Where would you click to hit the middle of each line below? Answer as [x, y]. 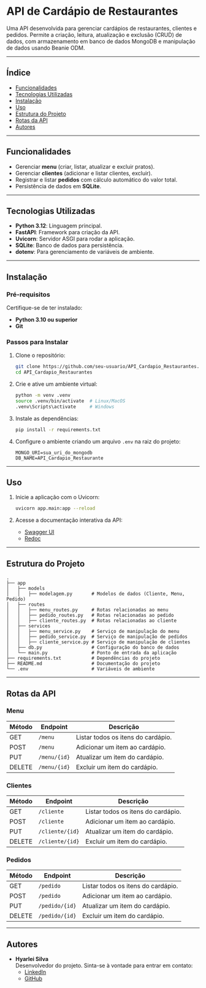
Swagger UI [39, 532]
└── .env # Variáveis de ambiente [81, 669]
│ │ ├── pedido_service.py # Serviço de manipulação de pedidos [97, 637]
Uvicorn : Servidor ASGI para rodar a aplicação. [75, 239]
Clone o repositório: [40, 355]
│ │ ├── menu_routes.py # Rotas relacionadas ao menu [87, 610]
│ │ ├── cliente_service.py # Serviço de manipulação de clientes [98, 642]
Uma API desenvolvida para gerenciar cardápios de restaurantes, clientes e [102, 28]
